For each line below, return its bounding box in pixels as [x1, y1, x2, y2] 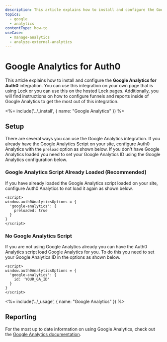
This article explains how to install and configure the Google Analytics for [5, 77, 157, 83]
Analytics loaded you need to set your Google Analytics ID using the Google [5, 151, 161, 157]
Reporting [5, 313, 37, 321]
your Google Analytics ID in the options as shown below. [5, 254, 121, 260]
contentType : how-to [5, 26, 48, 31]
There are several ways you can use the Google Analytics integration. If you [5, 135, 161, 141]
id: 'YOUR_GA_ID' [14, 277, 50, 282]
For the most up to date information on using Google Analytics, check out [5, 326, 156, 332]
